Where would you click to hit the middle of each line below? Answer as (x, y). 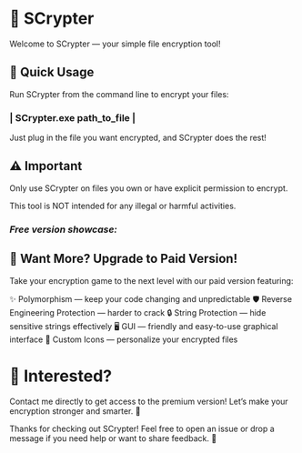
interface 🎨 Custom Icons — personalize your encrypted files (124, 339)
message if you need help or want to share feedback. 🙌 (113, 438)
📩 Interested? (61, 376)
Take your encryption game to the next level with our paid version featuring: (151, 280)
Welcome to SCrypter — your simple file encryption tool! (115, 44)
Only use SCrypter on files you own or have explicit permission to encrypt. (149, 188)
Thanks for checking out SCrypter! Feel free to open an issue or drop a (142, 428)
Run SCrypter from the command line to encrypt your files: (119, 94)
